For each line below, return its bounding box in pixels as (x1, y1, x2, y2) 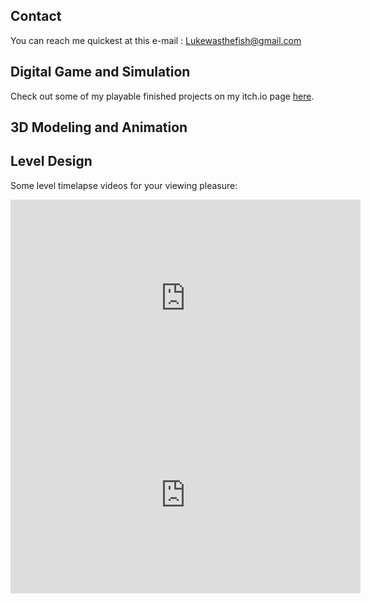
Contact (10, 8, 62, 25)
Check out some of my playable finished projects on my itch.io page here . (10, 90, 315, 102)
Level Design (10, 153, 93, 170)
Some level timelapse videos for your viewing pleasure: (10, 179, 238, 191)
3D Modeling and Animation (10, 119, 188, 136)
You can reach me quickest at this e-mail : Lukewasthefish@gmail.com (10, 34, 302, 46)
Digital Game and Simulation (10, 64, 191, 81)
